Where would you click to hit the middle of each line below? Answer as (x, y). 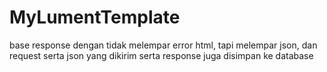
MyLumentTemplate (95, 17)
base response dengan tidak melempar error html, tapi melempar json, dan (163, 45)
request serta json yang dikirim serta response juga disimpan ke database (161, 55)
